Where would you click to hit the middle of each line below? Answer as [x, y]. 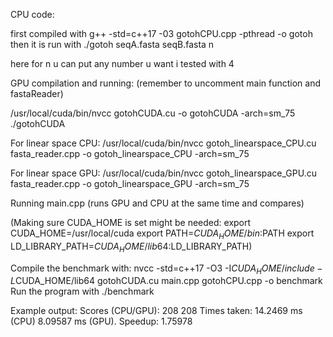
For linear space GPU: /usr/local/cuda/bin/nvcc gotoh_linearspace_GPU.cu [163, 173]
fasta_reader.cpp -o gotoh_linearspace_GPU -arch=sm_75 [130, 183]
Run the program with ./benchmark [82, 291]
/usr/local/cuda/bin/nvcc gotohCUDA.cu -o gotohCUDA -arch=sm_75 [153, 113]
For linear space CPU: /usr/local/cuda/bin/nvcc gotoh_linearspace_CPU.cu [163, 143]
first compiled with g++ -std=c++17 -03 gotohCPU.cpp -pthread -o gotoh [161, 33]
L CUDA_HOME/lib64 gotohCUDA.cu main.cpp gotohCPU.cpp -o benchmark [166, 281]
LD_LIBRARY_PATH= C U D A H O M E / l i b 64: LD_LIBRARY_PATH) [131, 247]
